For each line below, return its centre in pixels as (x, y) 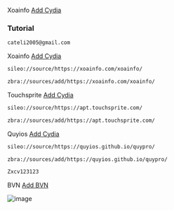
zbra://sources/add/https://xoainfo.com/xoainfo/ (81, 82)
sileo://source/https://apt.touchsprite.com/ (75, 108)
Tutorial (21, 28)
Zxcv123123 (23, 172)
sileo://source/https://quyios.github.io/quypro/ (81, 146)
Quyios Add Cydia (33, 134)
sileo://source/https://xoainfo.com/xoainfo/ (75, 69)
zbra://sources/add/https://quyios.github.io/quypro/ (88, 159)
